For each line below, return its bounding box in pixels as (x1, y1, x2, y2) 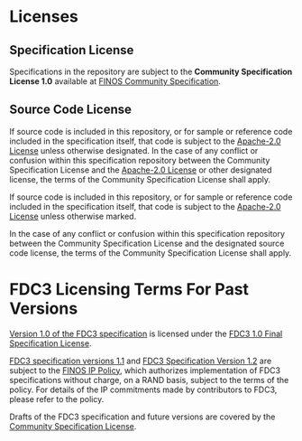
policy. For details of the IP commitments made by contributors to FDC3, (9, 384, 278, 395)
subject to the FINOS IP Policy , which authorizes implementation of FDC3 (9, 364, 281, 376)
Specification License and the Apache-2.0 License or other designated (9, 164, 272, 175)
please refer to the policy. (9, 393, 105, 404)
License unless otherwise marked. (9, 211, 137, 221)
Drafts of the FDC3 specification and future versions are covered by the (9, 411, 276, 422)
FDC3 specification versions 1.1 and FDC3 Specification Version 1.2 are (9, 355, 272, 366)
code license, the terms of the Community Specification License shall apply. (9, 247, 292, 258)
